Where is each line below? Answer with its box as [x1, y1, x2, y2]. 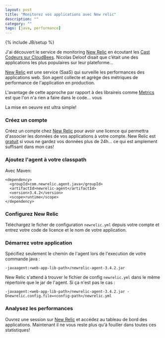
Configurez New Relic [5, 210, 58, 217]
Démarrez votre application [5, 239, 73, 246]
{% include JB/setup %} [5, 39, 55, 45]
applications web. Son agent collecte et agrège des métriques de [5, 75, 138, 81]
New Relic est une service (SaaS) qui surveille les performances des [5, 69, 145, 75]
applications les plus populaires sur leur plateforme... [5, 60, 113, 66]
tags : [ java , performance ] [5, 26, 61, 31]
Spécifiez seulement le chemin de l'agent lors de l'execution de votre [5, 251, 146, 256]
